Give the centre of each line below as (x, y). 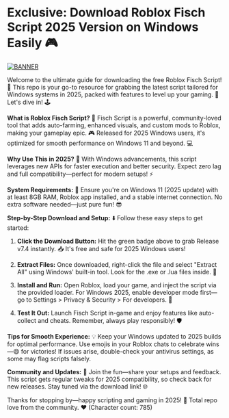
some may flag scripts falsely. (49, 358)
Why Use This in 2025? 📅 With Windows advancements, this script (102, 159)
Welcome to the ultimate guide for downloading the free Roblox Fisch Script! (114, 79)
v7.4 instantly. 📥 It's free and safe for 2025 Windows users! (101, 248)
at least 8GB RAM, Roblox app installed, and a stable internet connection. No (115, 197)
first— (208, 292)
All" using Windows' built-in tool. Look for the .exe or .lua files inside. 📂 (117, 272)
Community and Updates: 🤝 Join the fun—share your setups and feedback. (114, 371)
